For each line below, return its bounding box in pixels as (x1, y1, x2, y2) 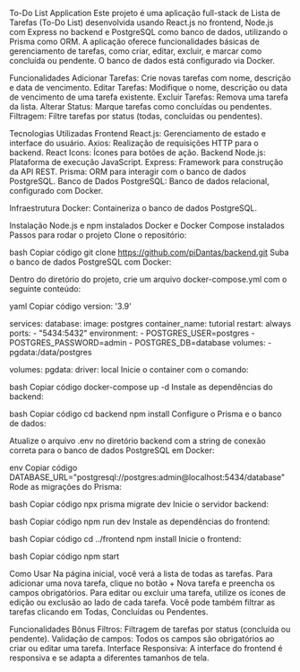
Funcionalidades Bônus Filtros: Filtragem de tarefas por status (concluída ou (9, 624, 291, 634)
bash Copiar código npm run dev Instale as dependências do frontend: (9, 516, 270, 527)
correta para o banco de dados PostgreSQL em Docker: (9, 445, 215, 456)
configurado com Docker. (9, 186, 104, 196)
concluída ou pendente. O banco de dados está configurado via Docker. (9, 56, 276, 65)
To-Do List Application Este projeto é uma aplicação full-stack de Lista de (9, 8, 280, 18)
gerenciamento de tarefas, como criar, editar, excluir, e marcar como (9, 46, 262, 57)
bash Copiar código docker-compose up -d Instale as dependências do (9, 381, 273, 392)
